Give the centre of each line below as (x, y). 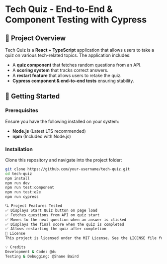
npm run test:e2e (23, 192)
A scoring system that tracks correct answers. (60, 70)
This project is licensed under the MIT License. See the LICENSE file (81, 238)
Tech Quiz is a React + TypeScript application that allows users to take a (80, 50)
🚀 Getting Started (33, 96)
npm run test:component (30, 187)
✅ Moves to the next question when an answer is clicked (66, 220)
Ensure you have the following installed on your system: (62, 121)
